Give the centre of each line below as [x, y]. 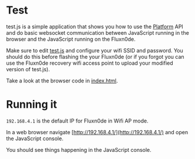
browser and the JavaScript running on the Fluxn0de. [71, 39]
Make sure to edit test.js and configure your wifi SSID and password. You [95, 50]
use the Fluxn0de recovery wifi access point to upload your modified [90, 63]
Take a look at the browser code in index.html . [62, 81]
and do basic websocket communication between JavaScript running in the [98, 32]
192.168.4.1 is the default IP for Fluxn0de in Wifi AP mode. [77, 121]
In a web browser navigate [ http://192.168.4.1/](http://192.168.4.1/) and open [97, 132]
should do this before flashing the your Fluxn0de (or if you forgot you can [95, 57]
